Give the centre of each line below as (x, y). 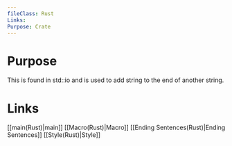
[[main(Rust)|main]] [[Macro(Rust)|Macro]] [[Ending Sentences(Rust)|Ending (116, 128)
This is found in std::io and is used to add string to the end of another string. (116, 80)
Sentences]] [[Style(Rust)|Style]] (54, 135)
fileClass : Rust (30, 14)
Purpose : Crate (29, 26)
